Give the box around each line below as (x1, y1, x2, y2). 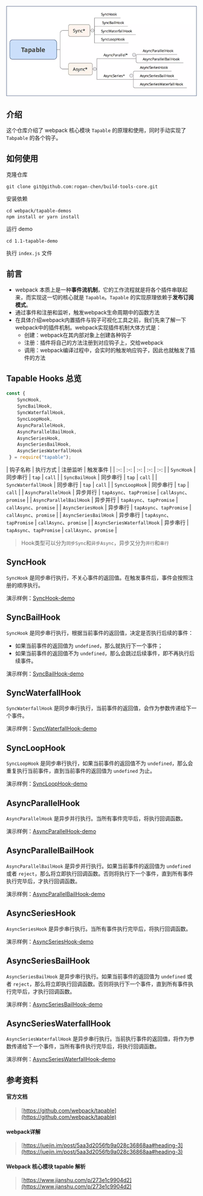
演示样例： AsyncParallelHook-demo (6, 828, 97, 835)
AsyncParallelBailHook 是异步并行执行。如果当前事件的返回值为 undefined (6, 862, 192, 869)
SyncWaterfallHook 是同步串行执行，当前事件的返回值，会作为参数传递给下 (6, 704, 192, 712)
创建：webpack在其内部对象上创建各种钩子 (24, 331, 132, 339)
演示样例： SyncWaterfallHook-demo (6, 725, 97, 732)
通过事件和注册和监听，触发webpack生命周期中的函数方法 (14, 308, 160, 316)
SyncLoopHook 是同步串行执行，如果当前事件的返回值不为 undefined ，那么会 (6, 759, 193, 767)
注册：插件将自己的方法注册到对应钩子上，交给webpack (24, 339, 164, 346)
